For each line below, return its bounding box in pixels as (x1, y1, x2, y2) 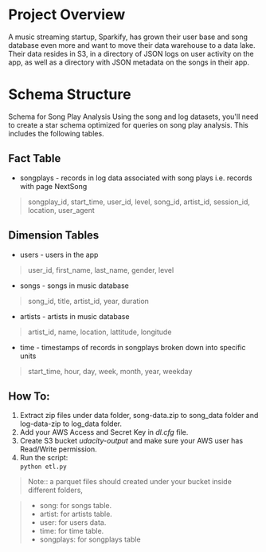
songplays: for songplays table (39, 534, 141, 544)
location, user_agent (27, 205, 96, 215)
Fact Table (8, 152, 61, 165)
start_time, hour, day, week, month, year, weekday (27, 366, 193, 376)
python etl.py (19, 463, 67, 471)
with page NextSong (19, 181, 88, 191)
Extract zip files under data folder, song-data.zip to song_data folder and (19, 411, 259, 420)
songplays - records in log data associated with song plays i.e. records (19, 173, 252, 183)
